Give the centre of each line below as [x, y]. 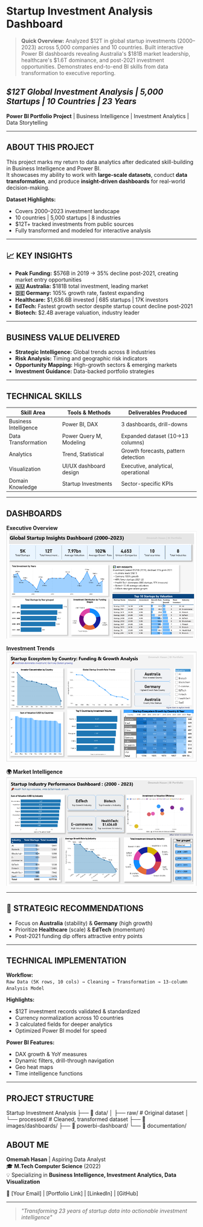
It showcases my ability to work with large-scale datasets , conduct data [97, 174]
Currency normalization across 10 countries [69, 1018]
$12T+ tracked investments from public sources [74, 224]
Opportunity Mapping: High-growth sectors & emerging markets [96, 365]
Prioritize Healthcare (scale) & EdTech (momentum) [80, 929]
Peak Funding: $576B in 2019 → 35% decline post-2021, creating [96, 273]
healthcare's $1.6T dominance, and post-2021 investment [92, 60]
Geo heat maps [34, 1067]
